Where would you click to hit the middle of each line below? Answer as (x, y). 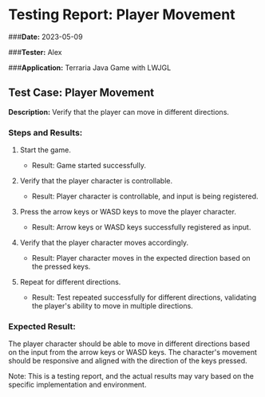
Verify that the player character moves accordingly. (104, 243)
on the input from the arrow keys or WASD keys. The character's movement (133, 352)
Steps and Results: (45, 132)
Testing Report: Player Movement (122, 15)
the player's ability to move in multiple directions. (112, 306)
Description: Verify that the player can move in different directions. (119, 112)
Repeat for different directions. (70, 282)
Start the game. (45, 150)
